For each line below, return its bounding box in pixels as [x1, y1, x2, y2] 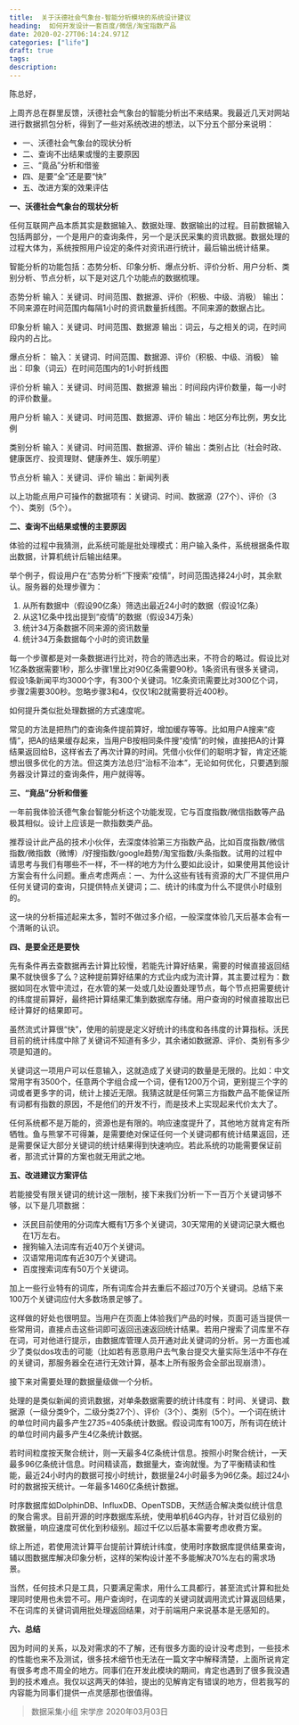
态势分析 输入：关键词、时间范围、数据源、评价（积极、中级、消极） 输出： [9, 291, 287, 301]
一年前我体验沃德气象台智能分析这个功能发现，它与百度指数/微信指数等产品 [9, 806, 286, 817]
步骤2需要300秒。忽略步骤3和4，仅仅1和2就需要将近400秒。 [9, 686, 233, 697]
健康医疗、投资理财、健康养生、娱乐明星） [9, 452, 166, 464]
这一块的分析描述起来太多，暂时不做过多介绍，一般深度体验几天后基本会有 [9, 911, 282, 921]
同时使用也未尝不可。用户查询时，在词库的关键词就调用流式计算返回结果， [16, 1593, 290, 1604]
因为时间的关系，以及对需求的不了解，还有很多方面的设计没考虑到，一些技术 [9, 1642, 290, 1653]
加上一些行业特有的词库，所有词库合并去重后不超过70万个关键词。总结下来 [9, 1282, 284, 1293]
